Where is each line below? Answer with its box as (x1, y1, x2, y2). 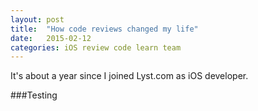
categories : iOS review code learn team (10, 42, 182, 53)
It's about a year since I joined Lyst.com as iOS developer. (10, 70, 249, 82)
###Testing (10, 89, 58, 101)
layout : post (10, 14, 65, 25)
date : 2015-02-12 (10, 33, 92, 43)
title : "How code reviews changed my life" (10, 24, 199, 34)
